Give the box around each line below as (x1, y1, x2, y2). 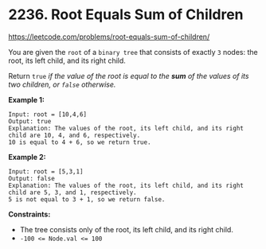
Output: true (8, 117, 52, 125)
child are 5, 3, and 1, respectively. (8, 189, 137, 196)
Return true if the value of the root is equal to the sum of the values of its (8, 71, 249, 80)
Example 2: (8, 152, 46, 161)
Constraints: (8, 209, 51, 219)
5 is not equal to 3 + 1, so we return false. (8, 195, 166, 204)
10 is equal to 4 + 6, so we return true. (8, 138, 151, 146)
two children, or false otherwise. (8, 80, 116, 89)
